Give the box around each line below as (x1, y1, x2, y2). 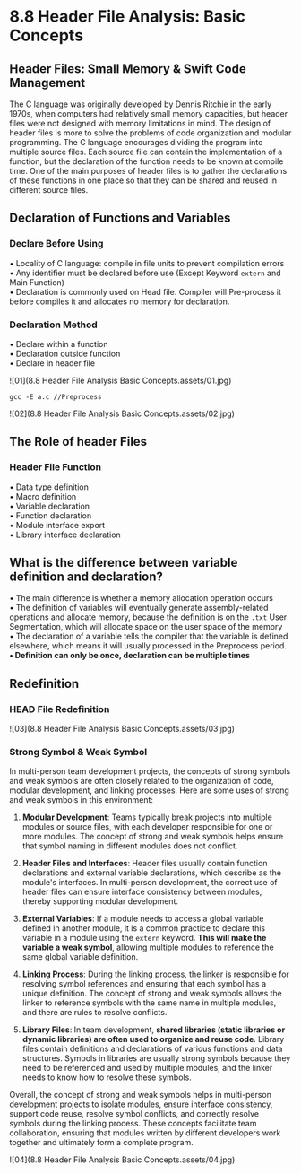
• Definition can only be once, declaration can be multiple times (9, 650, 251, 661)
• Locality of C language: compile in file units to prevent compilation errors (9, 257, 285, 268)
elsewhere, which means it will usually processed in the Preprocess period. (9, 640, 287, 651)
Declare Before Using (9, 238, 104, 250)
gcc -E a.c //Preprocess (9, 392, 102, 401)
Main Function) (9, 276, 65, 288)
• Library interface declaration (9, 529, 121, 540)
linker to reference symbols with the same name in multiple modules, (21, 997, 277, 1008)
